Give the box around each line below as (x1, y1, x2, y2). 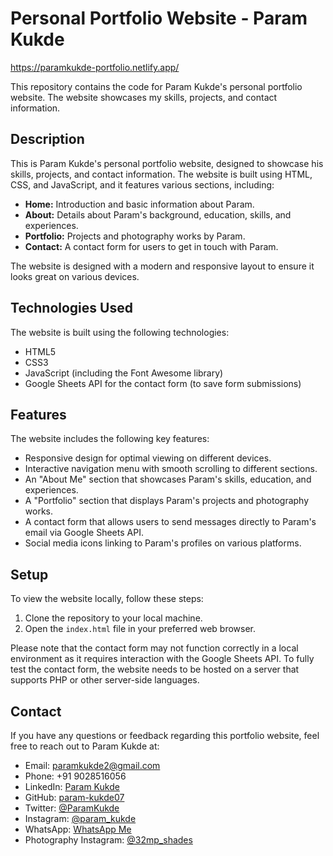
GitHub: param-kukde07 (24, 792, 125, 803)
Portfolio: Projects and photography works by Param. (24, 230, 246, 242)
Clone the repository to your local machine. (24, 612, 203, 624)
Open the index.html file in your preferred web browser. (24, 623, 257, 635)
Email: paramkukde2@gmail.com (24, 760, 161, 771)
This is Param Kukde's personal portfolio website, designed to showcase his (10, 157, 324, 169)
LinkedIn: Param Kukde (24, 781, 120, 792)
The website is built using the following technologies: (10, 326, 230, 338)
